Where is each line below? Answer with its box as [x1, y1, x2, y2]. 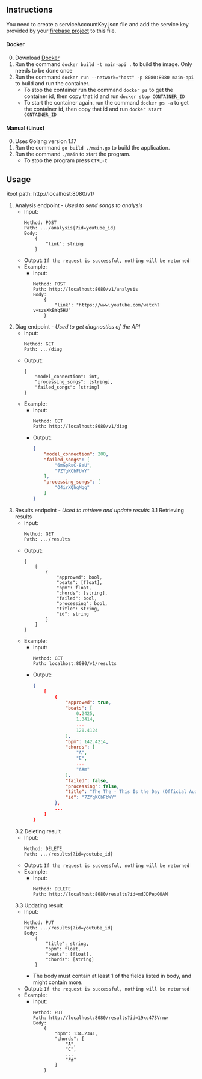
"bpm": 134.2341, [54, 1030, 98, 1036]
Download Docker [14, 54, 60, 62]
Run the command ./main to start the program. [14, 150, 131, 158]
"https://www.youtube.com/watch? [76, 302, 160, 308]
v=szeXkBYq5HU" [32, 308, 71, 314]
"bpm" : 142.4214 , [65, 738, 109, 744]
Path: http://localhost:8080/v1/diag [32, 424, 127, 430]
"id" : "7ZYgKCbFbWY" [65, 794, 117, 801]
